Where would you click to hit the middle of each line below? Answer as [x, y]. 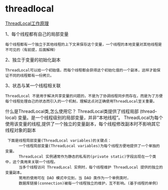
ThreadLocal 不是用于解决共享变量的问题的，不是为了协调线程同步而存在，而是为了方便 [84, 96]
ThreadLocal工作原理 [27, 23]
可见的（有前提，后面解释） [33, 50]
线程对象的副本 [21, 130]
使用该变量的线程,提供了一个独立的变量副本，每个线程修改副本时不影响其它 [83, 124]
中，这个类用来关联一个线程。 [31, 162]
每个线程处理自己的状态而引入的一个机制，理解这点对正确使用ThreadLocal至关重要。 [81, 101]
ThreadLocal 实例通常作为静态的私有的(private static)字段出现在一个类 [87, 156]
